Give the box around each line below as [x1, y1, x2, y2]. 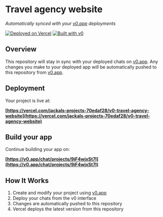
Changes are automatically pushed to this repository [12, 201, 122, 207]
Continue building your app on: [5, 146, 70, 152]
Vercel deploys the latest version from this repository [12, 206, 124, 212]
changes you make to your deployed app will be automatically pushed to [5, 64, 157, 70]
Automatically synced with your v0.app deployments [5, 20, 116, 26]
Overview [5, 45, 37, 54]
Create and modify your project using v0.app [12, 190, 107, 196]
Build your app [5, 133, 52, 141]
